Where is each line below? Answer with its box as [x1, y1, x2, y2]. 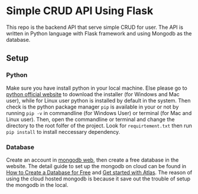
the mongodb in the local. [6, 181, 69, 188]
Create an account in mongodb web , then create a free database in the [6, 156, 179, 163]
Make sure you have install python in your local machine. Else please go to [6, 84, 187, 91]
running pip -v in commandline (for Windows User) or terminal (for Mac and [6, 109, 192, 116]
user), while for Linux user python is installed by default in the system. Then [6, 97, 191, 104]
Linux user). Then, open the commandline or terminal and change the [6, 116, 175, 123]
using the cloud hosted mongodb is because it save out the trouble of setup [6, 175, 191, 182]
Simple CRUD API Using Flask [6, 4, 154, 18]
